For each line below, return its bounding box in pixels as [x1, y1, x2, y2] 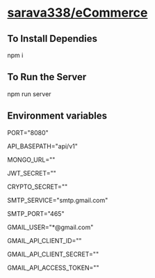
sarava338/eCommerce [7, 5, 148, 21]
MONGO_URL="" [7, 155, 56, 164]
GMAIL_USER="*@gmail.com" [7, 223, 94, 231]
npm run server [7, 89, 51, 98]
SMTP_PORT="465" [7, 209, 65, 217]
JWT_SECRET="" [7, 169, 57, 177]
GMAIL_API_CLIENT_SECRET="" [7, 249, 99, 258]
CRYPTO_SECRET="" [7, 183, 68, 191]
